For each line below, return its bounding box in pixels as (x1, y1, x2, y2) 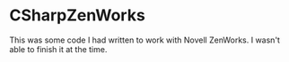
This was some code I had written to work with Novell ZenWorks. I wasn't (9, 35, 281, 45)
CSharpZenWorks (9, 5, 145, 26)
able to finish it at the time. (9, 43, 108, 54)
